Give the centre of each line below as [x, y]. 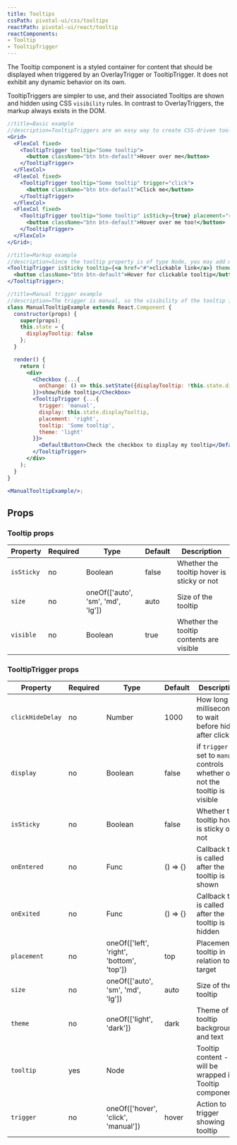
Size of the [195, 597]
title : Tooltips [31, 14]
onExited [25, 914]
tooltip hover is [201, 572]
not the [208, 782]
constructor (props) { [45, 314]
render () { [30, 359]
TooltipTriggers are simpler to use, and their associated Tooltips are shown [116, 96]
